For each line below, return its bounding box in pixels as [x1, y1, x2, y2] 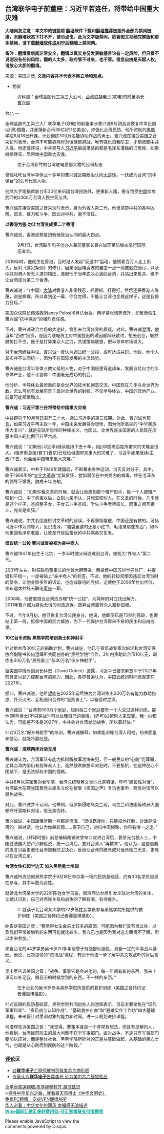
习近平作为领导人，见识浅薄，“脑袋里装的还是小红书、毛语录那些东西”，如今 [5, 523, 159, 529]
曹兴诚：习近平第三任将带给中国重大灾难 [5, 405, 86, 410]
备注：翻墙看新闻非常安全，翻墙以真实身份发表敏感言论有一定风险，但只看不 [5, 50, 159, 56]
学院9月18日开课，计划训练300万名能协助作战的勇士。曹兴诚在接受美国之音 [5, 132, 157, 138]
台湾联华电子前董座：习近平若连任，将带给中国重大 [5, 4, 159, 13]
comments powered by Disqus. [5, 1123, 68, 1130]
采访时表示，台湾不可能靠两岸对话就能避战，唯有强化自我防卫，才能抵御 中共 [5, 139, 159, 145]
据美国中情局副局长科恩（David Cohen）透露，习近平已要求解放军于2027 [5, 667, 153, 673]
